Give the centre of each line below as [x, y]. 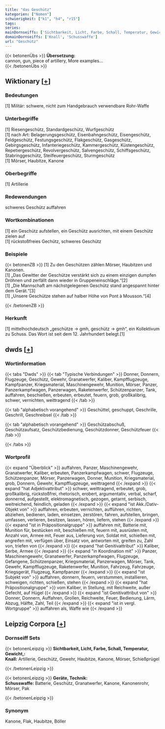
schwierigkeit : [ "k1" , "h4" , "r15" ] [42, 19]
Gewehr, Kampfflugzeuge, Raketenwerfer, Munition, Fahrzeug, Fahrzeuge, [80, 567]
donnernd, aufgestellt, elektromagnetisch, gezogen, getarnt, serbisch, [76, 499]
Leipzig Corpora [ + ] [36, 624]
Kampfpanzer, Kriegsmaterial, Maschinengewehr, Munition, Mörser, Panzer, [82, 384]
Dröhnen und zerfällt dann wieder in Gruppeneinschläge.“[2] [66, 280]
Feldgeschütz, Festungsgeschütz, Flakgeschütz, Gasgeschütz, [69, 140]
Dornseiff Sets [23, 638]
